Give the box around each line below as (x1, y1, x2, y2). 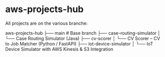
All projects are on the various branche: (5, 20, 88, 26)
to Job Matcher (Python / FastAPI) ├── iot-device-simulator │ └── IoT (5, 40, 153, 46)
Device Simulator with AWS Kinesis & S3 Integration (5, 46, 113, 52)
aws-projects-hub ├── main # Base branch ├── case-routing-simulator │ (5, 30, 161, 36)
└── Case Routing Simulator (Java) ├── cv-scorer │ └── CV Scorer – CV (5, 35, 160, 41)
